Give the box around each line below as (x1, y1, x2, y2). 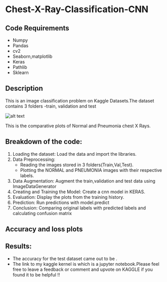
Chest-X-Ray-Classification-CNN (5, 4, 149, 15)
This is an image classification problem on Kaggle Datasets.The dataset (5, 97, 154, 103)
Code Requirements (5, 24, 69, 32)
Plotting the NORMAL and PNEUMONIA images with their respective (20, 167, 162, 173)
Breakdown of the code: (5, 137, 82, 146)
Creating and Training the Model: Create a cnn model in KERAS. (12, 189, 146, 195)
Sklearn (12, 69, 29, 76)
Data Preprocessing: (12, 156, 56, 162)
